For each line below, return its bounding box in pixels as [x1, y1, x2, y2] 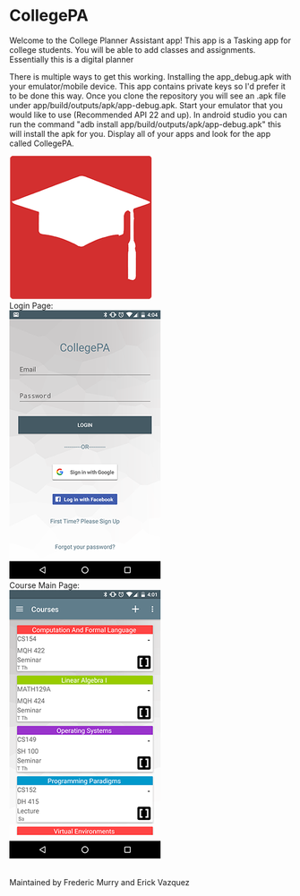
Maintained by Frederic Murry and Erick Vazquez [9, 876, 190, 887]
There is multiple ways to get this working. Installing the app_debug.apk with [9, 71, 292, 81]
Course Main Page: [9, 579, 81, 591]
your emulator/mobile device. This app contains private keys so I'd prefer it [9, 81, 287, 91]
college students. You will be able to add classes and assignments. [9, 44, 256, 55]
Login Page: [9, 300, 54, 311]
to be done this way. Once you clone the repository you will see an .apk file [9, 90, 287, 101]
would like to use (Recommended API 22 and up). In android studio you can [9, 109, 287, 120]
